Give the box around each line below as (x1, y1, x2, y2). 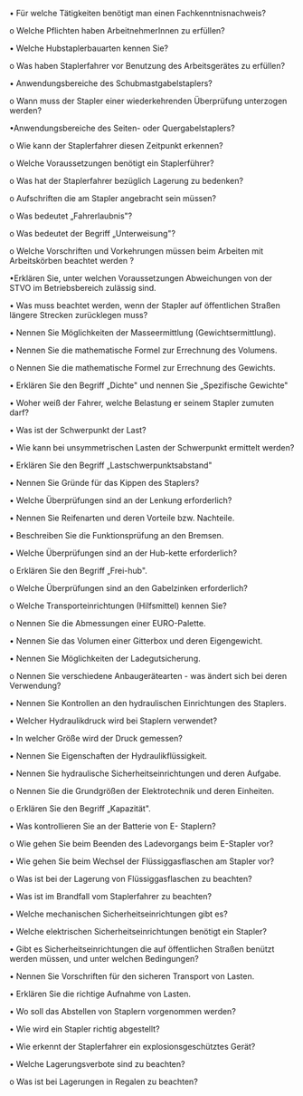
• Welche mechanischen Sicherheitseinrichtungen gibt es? (9, 908, 228, 919)
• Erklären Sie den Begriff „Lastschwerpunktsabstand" (9, 460, 213, 470)
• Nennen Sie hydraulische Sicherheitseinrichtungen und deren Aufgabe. (9, 768, 282, 779)
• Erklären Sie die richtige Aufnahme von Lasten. (9, 988, 192, 999)
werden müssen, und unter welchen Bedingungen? (9, 954, 199, 964)
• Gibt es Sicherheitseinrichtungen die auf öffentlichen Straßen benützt (9, 944, 275, 955)
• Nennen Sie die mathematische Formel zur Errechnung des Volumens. (9, 344, 278, 355)
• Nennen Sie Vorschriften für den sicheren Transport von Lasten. (9, 971, 255, 982)
